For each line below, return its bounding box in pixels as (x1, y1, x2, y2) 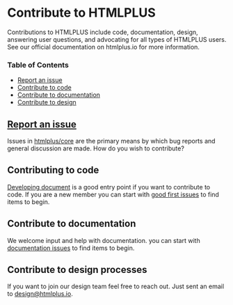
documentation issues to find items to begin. (7, 244, 135, 252)
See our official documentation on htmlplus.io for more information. (7, 42, 200, 51)
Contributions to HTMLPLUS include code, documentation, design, (7, 28, 198, 36)
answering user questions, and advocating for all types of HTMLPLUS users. (7, 35, 227, 43)
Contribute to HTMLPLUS (7, 5, 156, 21)
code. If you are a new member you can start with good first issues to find (7, 190, 219, 198)
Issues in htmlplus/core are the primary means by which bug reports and (7, 137, 216, 146)
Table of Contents (7, 60, 70, 70)
